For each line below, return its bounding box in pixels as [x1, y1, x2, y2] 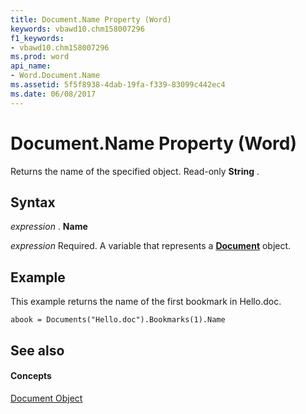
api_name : [10, 61, 52, 71]
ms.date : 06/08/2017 [10, 89, 97, 99]
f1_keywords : [10, 33, 65, 43]
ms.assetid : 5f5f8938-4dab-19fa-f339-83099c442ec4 [10, 80, 226, 90]
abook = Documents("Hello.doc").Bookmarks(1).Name [10, 315, 226, 325]
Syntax [10, 194, 56, 211]
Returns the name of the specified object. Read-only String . [10, 165, 260, 177]
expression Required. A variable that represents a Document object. [10, 240, 292, 252]
